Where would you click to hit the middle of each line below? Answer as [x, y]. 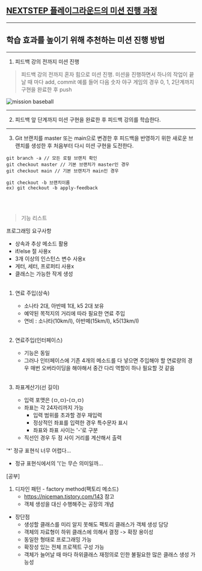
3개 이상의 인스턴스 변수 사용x [50, 259]
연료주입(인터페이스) [39, 340]
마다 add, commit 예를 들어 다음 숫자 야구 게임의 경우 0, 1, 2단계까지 [114, 82]
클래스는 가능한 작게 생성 [44, 274]
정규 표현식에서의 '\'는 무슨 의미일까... [59, 463]
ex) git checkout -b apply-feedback [52, 188]
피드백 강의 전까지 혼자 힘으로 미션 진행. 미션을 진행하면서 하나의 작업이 [104, 74]
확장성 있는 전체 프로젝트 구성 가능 [64, 547]
